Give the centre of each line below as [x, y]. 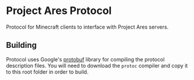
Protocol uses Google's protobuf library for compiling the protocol [85, 59]
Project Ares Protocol [59, 11]
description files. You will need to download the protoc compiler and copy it [97, 65]
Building [21, 45]
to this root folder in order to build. [47, 72]
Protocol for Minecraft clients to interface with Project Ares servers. [87, 27]
